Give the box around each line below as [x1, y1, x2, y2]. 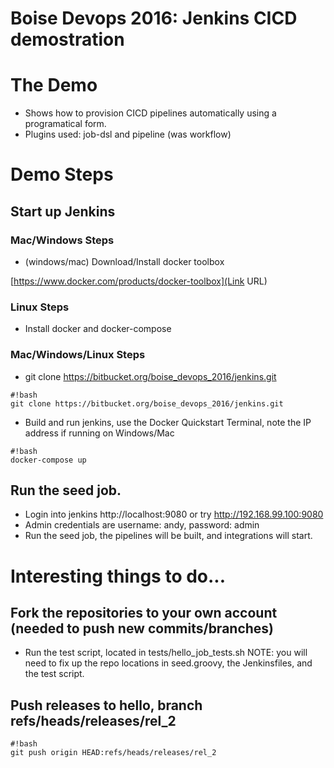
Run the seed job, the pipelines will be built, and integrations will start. [24, 530, 313, 542]
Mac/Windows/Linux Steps [10, 348, 146, 362]
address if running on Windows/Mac [24, 427, 175, 439]
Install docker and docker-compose [24, 323, 172, 335]
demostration [10, 28, 125, 51]
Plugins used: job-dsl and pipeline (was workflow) [24, 128, 232, 141]
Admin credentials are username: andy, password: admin [24, 519, 260, 531]
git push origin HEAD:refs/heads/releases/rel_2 [10, 748, 217, 758]
